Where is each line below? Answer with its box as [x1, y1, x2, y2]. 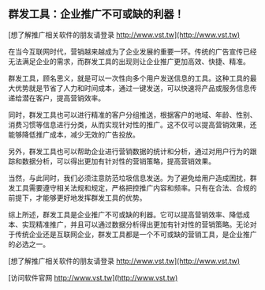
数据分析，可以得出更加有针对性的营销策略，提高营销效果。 [21, 156, 215, 166]
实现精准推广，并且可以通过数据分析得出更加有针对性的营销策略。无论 [21, 220, 250, 229]
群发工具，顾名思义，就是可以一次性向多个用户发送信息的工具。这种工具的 [8, 73, 250, 83]
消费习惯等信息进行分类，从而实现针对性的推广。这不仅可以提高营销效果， [8, 119, 250, 129]
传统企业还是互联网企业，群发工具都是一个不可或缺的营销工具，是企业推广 [14, 229, 257, 239]
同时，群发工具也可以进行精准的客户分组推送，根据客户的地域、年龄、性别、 [8, 110, 257, 119]
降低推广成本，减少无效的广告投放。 [21, 130, 140, 139]
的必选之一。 [8, 239, 50, 249]
